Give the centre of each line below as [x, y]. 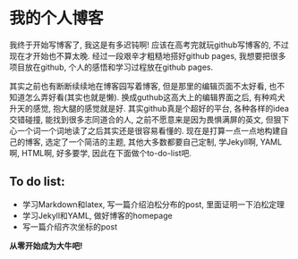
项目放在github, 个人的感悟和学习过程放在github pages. [111, 67]
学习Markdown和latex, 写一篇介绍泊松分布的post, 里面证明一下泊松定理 [153, 204]
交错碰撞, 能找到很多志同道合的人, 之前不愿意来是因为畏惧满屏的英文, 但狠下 [149, 119]
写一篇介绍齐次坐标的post [70, 226]
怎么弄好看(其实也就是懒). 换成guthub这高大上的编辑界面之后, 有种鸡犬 [155, 97]
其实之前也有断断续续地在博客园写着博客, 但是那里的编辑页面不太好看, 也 [143, 86]
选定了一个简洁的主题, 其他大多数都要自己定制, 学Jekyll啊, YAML [163, 142]
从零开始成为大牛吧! [46, 246]
